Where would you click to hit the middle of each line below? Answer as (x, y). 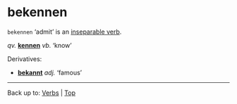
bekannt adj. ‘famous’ (50, 72)
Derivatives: (25, 59)
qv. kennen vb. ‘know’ (39, 45)
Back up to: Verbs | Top (42, 93)
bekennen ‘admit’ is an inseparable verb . (65, 32)
